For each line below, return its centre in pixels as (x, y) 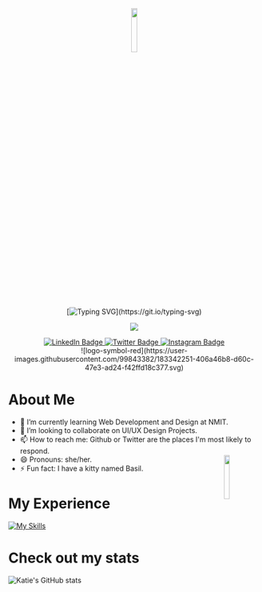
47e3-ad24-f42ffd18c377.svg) (134, 368)
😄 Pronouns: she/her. (56, 459)
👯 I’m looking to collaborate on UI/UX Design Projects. (109, 430)
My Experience (59, 504)
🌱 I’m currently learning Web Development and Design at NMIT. (124, 422)
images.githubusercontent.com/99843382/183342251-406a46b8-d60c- (134, 359)
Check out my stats (74, 558)
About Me (42, 400)
